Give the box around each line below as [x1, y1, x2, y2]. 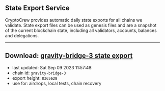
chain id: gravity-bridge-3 [12, 70, 66, 76]
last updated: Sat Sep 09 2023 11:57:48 [12, 64, 92, 70]
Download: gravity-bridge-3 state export [5, 52, 133, 60]
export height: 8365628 [12, 75, 57, 81]
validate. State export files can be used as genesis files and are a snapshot [5, 22, 157, 28]
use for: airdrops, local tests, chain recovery [12, 80, 102, 86]
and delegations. [5, 32, 39, 38]
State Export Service [5, 4, 70, 12]
